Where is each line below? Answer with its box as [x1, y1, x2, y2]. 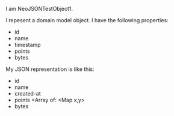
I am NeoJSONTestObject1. [5, 5, 73, 12]
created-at [14, 90, 42, 97]
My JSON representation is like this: [5, 66, 95, 73]
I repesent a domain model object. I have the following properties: [5, 17, 169, 23]
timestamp [14, 41, 41, 48]
